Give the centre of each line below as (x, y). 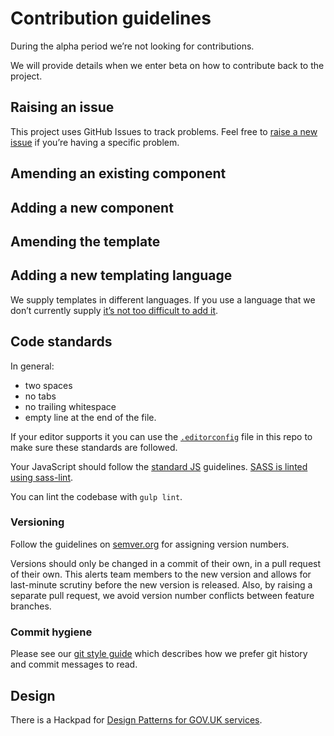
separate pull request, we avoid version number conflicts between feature (162, 595)
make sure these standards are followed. (94, 447)
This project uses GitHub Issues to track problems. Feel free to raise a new (164, 131)
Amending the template (85, 241)
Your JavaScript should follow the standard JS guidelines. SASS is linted (159, 466)
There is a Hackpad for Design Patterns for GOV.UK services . (136, 719)
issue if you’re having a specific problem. (95, 142)
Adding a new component (92, 207)
